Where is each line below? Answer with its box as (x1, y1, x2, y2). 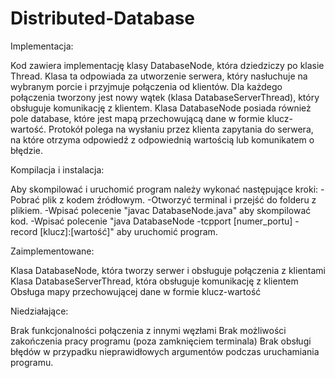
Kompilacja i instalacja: (10, 163, 105, 176)
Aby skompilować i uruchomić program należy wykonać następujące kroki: (10, 183, 319, 195)
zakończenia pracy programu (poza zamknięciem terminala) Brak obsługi (10, 335, 312, 347)
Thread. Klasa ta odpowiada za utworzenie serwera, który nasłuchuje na (10, 70, 308, 82)
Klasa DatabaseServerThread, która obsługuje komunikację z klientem (10, 275, 299, 287)
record (10, 225, 38, 237)
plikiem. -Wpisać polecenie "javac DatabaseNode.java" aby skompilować (10, 204, 312, 216)
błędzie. (10, 144, 44, 156)
